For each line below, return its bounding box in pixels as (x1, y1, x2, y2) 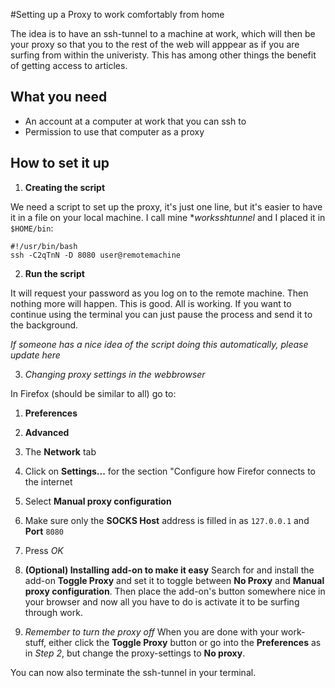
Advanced (24, 426, 70, 438)
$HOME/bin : (10, 222, 54, 234)
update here (10, 349, 61, 361)
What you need (10, 89, 108, 106)
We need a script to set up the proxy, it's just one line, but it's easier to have (10, 200, 323, 213)
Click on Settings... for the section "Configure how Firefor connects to (24, 465, 317, 477)
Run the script (24, 267, 85, 279)
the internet (24, 475, 73, 488)
